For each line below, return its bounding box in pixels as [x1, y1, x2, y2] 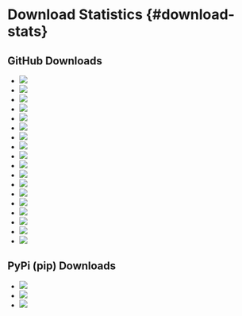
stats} [7, 22, 48, 40]
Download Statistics [7, 6, 144, 24]
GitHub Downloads [7, 54, 102, 67]
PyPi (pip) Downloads [7, 260, 117, 273]
